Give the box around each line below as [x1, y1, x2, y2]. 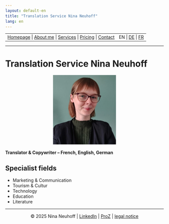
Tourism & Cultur [12, 183, 48, 189]
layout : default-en [5, 8, 46, 13]
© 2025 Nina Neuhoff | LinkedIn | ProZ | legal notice [30, 213, 139, 219]
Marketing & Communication [12, 177, 72, 184]
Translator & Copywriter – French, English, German [5, 149, 113, 155]
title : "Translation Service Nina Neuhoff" [5, 13, 98, 19]
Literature [12, 199, 33, 205]
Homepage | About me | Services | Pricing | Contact [7, 34, 115, 40]
